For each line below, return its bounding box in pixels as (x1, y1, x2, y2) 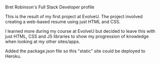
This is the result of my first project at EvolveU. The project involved (5, 14, 143, 19)
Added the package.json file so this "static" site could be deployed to (5, 48, 146, 54)
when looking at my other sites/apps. (5, 39, 80, 44)
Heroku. (5, 53, 21, 59)
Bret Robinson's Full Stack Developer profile (5, 4, 95, 10)
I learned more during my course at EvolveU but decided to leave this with (5, 28, 156, 34)
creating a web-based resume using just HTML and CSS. (5, 19, 121, 24)
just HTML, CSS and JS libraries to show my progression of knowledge (5, 34, 149, 39)
